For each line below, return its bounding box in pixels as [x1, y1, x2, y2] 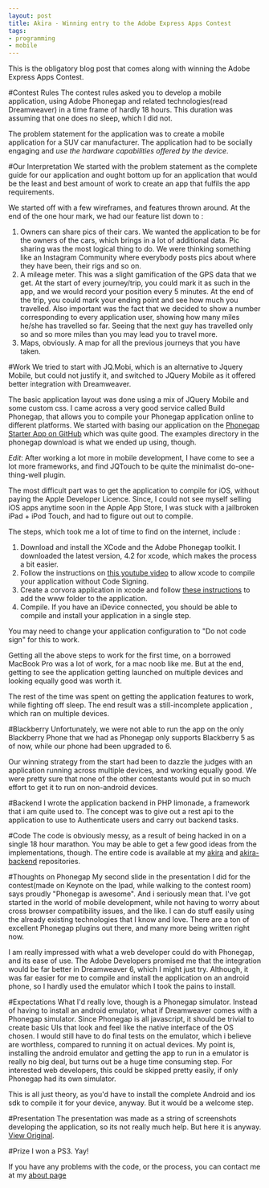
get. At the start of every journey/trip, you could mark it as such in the [19, 278, 251, 288]
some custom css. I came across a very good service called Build [8, 404, 226, 413]
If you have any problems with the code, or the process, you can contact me [8, 1162, 261, 1172]
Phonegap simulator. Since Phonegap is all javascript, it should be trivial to [8, 1014, 255, 1024]
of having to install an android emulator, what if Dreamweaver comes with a [8, 1006, 258, 1015]
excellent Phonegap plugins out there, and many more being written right [8, 924, 251, 933]
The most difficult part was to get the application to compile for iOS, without [8, 485, 259, 495]
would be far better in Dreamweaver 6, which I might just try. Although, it [8, 965, 249, 974]
